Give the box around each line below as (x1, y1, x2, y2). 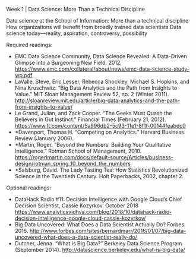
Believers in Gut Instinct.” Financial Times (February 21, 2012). (14, 116, 166, 123)
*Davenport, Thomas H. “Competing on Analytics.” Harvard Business (14, 128, 184, 135)
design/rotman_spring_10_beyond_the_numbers (14, 160, 131, 167)
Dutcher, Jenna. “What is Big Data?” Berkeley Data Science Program (14, 240, 182, 247)
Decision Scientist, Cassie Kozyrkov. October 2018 (14, 202, 138, 209)
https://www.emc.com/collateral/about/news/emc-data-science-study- (14, 65, 190, 72)
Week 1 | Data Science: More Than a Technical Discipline (6, 6, 146, 12)
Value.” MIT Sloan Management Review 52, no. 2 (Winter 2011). (14, 91, 169, 97)
